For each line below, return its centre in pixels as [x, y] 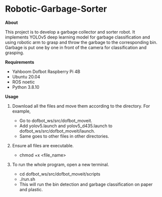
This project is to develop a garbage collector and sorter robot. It [70, 32]
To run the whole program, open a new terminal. [61, 164]
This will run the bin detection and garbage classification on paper [86, 184]
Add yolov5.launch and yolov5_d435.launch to [66, 126]
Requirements [20, 62]
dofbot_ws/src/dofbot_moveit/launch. [57, 131]
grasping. [15, 53]
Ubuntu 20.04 [26, 77]
